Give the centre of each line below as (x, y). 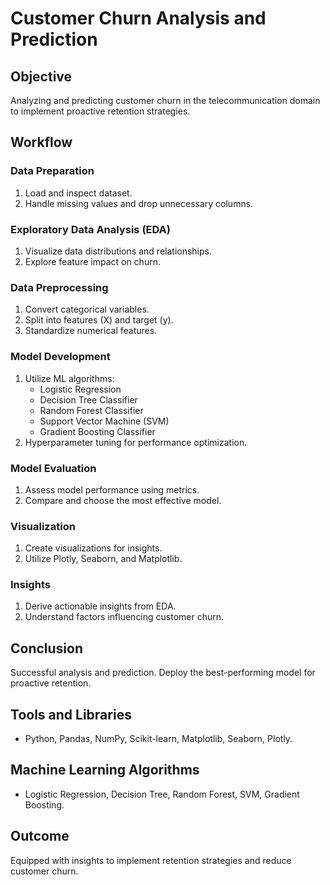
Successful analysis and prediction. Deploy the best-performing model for (163, 673)
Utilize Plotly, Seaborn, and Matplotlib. (103, 559)
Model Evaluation (53, 468)
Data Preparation (52, 171)
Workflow (41, 142)
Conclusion (47, 648)
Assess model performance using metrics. (112, 489)
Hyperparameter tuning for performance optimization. (136, 442)
